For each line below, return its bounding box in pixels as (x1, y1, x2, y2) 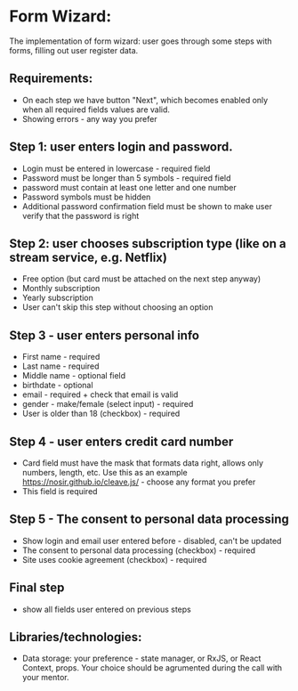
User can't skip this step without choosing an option (21, 302, 213, 313)
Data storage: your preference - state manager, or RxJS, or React (21, 653, 262, 664)
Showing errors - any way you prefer (21, 113, 157, 124)
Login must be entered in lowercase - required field (21, 163, 211, 174)
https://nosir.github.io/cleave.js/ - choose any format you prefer (21, 476, 256, 487)
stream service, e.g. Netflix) (9, 249, 167, 264)
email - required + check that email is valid (21, 389, 179, 400)
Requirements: (9, 71, 93, 86)
